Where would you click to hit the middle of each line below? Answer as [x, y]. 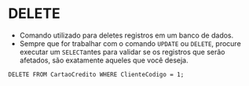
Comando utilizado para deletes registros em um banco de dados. [126, 35]
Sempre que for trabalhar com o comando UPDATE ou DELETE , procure [130, 43]
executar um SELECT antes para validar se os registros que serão [122, 52]
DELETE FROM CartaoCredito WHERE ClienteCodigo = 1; [96, 74]
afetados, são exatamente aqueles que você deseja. [104, 60]
